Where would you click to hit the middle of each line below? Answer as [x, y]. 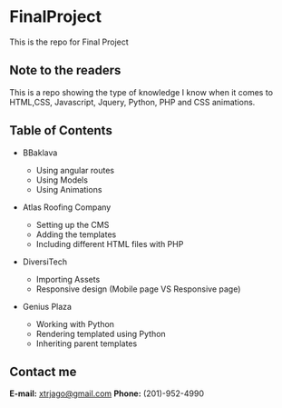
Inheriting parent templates [87, 343]
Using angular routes [75, 170]
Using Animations [69, 189]
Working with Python [75, 323]
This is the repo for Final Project [69, 42]
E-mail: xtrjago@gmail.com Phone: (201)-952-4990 [107, 393]
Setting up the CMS [73, 224]
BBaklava [40, 153]
